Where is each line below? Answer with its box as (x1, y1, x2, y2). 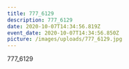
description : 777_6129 (7, 17, 73, 23)
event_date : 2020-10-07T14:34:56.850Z (7, 29, 119, 37)
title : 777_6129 (7, 10, 54, 17)
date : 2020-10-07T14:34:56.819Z (7, 23, 101, 30)
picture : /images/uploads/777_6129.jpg (7, 36, 123, 43)
